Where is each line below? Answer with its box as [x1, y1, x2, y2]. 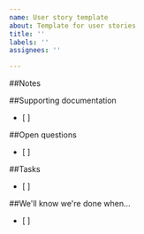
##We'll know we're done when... [9, 199, 131, 209]
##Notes [9, 78, 42, 89]
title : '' [9, 29, 46, 38]
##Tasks [9, 164, 42, 175]
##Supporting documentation [9, 95, 117, 106]
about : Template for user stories [9, 21, 137, 30]
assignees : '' [9, 46, 62, 55]
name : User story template [9, 12, 109, 22]
